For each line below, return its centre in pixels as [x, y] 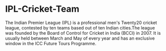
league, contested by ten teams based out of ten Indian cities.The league [80, 27]
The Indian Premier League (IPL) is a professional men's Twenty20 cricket [81, 23]
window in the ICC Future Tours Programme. [51, 43]
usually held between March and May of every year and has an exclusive [80, 38]
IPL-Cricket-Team [42, 9]
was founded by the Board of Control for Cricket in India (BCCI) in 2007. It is [83, 33]
